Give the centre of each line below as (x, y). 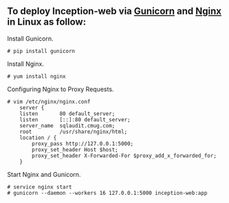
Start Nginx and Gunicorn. (44, 174)
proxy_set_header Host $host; (75, 150)
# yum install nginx (37, 76)
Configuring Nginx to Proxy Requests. (61, 89)
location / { (38, 138)
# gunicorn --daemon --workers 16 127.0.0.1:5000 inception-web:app (107, 193)
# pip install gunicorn (41, 51)
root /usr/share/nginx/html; (74, 132)
